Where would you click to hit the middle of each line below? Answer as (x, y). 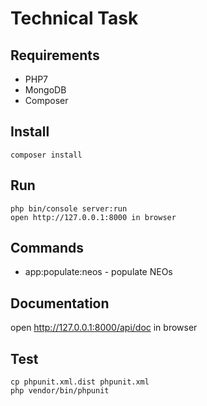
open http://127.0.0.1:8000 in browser (93, 217)
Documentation (60, 303)
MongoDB (45, 90)
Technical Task (74, 18)
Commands (47, 248)
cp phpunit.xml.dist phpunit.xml (80, 382)
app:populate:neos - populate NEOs (98, 272)
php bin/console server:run (69, 208)
